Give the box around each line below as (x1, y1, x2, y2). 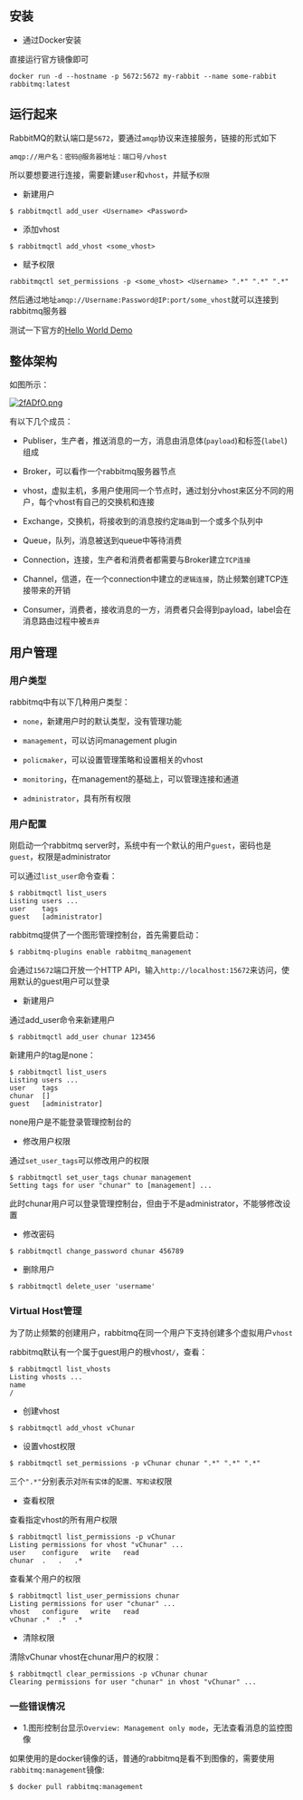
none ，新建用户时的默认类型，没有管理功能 (22, 715, 183, 727)
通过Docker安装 (22, 34, 82, 45)
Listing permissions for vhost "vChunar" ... (9, 1540, 184, 1549)
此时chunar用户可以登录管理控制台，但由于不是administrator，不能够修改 (9, 1198, 283, 1209)
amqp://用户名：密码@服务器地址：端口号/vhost (9, 152, 167, 161)
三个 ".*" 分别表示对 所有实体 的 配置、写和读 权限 (9, 1475, 173, 1486)
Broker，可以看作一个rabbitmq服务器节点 (22, 466, 176, 477)
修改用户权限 (22, 1136, 71, 1147)
